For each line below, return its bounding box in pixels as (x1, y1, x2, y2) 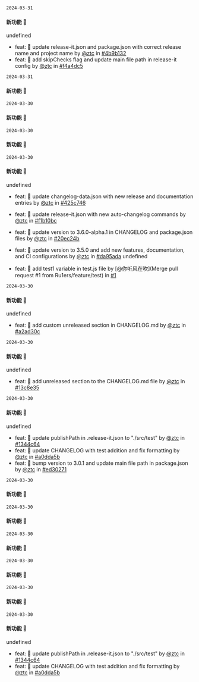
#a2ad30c (14, 328, 40, 335)
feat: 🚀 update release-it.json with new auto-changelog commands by (14, 211, 186, 218)
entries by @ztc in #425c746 (14, 199, 86, 207)
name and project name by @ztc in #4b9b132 (14, 50, 127, 57)
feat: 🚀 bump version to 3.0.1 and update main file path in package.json (14, 459, 188, 467)
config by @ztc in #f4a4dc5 (14, 62, 83, 70)
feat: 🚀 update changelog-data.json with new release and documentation (14, 193, 194, 200)
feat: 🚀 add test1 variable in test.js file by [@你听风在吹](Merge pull (14, 265, 178, 273)
